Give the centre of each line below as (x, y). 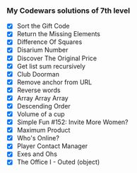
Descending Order (44, 106)
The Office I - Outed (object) (58, 162)
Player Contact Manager (52, 146)
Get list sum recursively (51, 66)
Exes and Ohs (37, 154)
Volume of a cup (41, 114)
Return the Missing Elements (58, 34)
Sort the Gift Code (43, 26)
